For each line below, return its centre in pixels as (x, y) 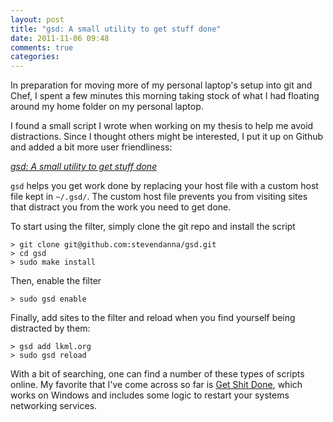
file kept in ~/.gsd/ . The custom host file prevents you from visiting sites (159, 197)
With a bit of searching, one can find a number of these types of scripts (157, 374)
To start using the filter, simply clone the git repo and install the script (153, 227)
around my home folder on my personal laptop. (107, 107)
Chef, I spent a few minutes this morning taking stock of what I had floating (165, 96)
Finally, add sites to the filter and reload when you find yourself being (153, 318)
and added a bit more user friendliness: (91, 147)
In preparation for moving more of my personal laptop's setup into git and (161, 85)
